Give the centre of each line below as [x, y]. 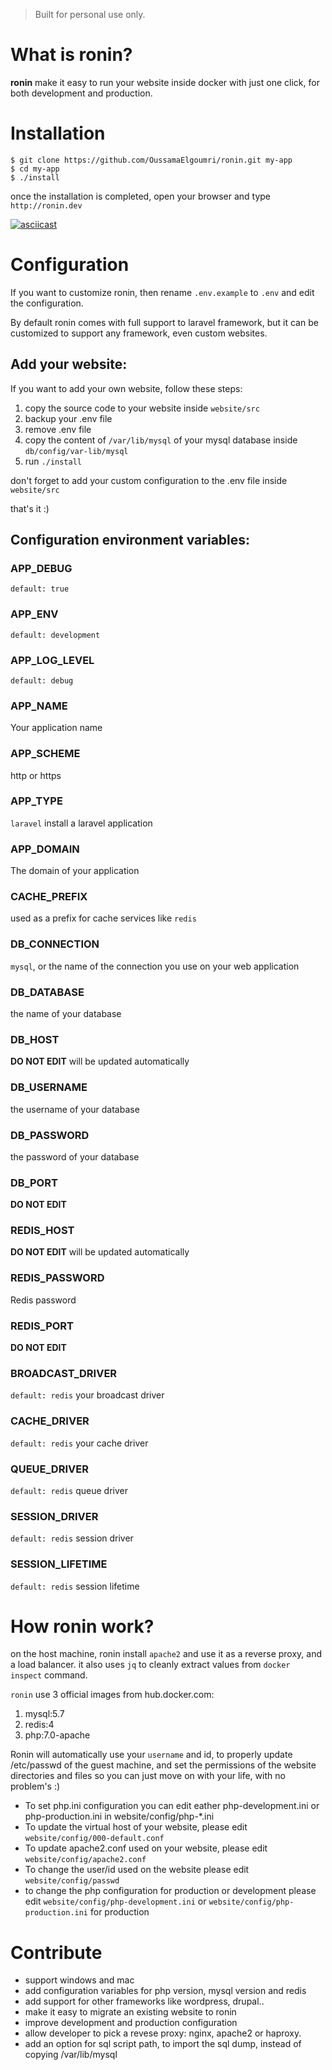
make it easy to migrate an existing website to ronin [130, 2012]
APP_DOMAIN [45, 849]
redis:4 [39, 1725]
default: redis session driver [72, 1538]
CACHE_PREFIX [49, 897]
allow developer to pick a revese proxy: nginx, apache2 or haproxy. [163, 2033]
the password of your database [75, 1156]
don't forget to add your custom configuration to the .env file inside [149, 480]
